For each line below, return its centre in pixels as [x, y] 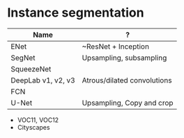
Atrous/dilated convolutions [127, 80]
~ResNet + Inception [116, 46]
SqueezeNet [31, 69]
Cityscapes [33, 127]
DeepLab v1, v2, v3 [43, 80]
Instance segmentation [76, 13]
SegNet [23, 58]
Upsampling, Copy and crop [128, 103]
